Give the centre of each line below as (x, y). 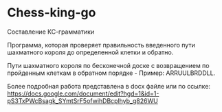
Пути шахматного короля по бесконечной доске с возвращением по (108, 65)
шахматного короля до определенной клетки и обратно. (90, 52)
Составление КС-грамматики (51, 32)
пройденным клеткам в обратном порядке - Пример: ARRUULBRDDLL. (111, 73)
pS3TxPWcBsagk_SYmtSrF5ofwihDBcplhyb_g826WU (82, 100)
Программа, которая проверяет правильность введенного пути (101, 45)
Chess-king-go (52, 13)
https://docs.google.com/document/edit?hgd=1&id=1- (83, 93)
